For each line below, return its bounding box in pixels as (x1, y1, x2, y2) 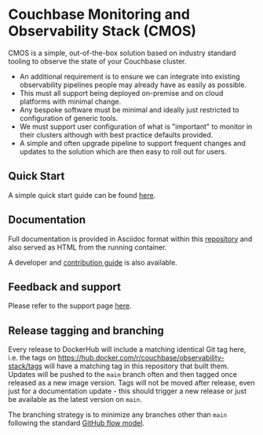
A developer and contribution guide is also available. (8, 258, 178, 267)
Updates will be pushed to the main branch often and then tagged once (8, 370, 238, 379)
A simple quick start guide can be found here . (8, 190, 156, 199)
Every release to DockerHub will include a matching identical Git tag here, (8, 345, 247, 354)
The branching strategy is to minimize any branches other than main (8, 410, 228, 419)
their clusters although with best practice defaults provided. (19, 130, 214, 139)
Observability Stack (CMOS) (8, 22, 197, 40)
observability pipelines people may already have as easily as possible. (19, 80, 247, 90)
